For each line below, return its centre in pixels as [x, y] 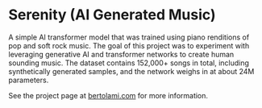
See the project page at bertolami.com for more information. [108, 95]
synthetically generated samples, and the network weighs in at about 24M [131, 71]
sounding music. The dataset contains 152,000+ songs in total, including [129, 63]
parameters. [29, 80]
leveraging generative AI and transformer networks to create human [121, 54]
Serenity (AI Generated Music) [112, 15]
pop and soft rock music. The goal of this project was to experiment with [129, 45]
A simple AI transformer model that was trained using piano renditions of [129, 37]
